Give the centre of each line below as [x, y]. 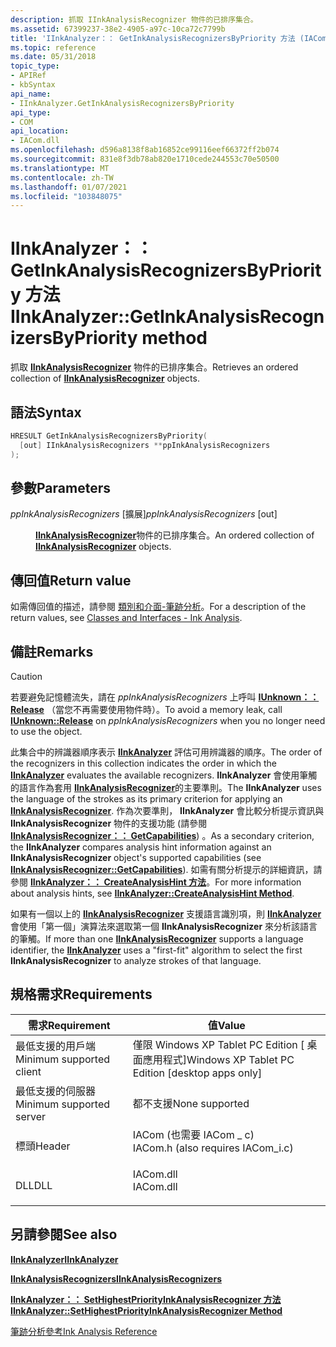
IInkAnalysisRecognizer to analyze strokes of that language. [136, 961]
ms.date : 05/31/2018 [53, 57]
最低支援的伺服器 [56, 1091]
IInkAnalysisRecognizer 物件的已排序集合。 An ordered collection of [175, 535]
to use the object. [46, 732]
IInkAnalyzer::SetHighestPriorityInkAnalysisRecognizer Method [146, 1310]
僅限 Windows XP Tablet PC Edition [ [218, 1044]
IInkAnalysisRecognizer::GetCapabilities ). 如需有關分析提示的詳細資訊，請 [166, 870]
